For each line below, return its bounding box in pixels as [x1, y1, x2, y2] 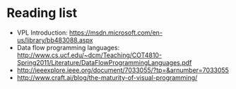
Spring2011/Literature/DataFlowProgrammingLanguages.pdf [16, 58, 192, 66]
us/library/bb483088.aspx [16, 35, 93, 44]
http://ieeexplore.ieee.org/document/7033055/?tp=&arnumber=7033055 [16, 66, 229, 74]
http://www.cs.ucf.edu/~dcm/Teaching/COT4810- [16, 51, 163, 59]
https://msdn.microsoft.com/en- [69, 28, 163, 37]
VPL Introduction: [16, 28, 68, 37]
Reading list [6, 5, 78, 21]
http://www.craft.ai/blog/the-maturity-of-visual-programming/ [16, 73, 198, 82]
